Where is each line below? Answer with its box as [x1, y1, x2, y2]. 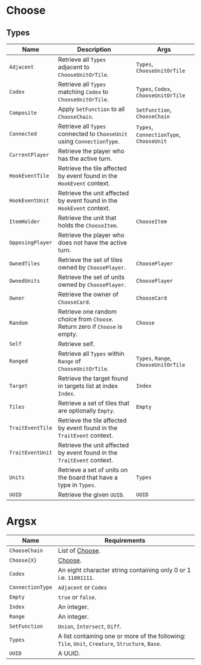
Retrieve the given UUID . [57, 490, 124, 499]
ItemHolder [9, 218, 40, 225]
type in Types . [57, 481, 96, 489]
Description [77, 46, 112, 53]
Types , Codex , [136, 85, 172, 93]
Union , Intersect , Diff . [57, 622, 121, 630]
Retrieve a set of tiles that [57, 399, 130, 407]
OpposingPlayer [9, 239, 53, 246]
